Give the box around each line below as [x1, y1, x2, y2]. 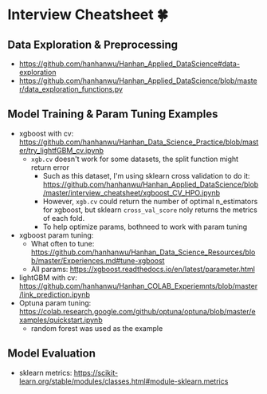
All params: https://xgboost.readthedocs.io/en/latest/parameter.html [30, 264, 256, 274]
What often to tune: [30, 238, 95, 248]
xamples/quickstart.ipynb [18, 315, 103, 325]
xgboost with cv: [18, 128, 74, 138]
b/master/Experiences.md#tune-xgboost [30, 255, 165, 265]
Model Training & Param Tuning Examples [7, 108, 218, 121]
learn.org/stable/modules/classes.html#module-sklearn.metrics [18, 376, 229, 386]
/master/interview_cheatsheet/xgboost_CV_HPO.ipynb [42, 187, 221, 197]
